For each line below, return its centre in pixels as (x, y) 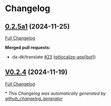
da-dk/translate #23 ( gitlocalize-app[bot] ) (54, 57)
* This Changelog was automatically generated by (55, 93)
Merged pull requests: (28, 47)
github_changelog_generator (34, 98)
